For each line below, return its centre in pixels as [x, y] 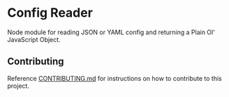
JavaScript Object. [34, 39]
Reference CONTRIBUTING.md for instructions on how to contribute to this [114, 78]
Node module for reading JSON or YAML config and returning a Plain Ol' [111, 32]
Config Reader [50, 13]
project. [19, 86]
